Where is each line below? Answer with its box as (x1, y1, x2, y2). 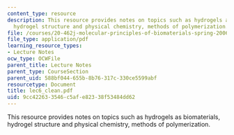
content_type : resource (7, 10, 77, 17)
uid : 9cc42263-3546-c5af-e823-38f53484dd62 (7, 94, 136, 101)
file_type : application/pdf (7, 36, 89, 43)
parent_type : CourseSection (7, 68, 89, 75)
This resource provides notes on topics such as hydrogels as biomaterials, (7, 113, 221, 121)
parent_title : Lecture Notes (7, 62, 92, 69)
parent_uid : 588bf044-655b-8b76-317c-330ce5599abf (7, 74, 157, 82)
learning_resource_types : (7, 42, 82, 49)
